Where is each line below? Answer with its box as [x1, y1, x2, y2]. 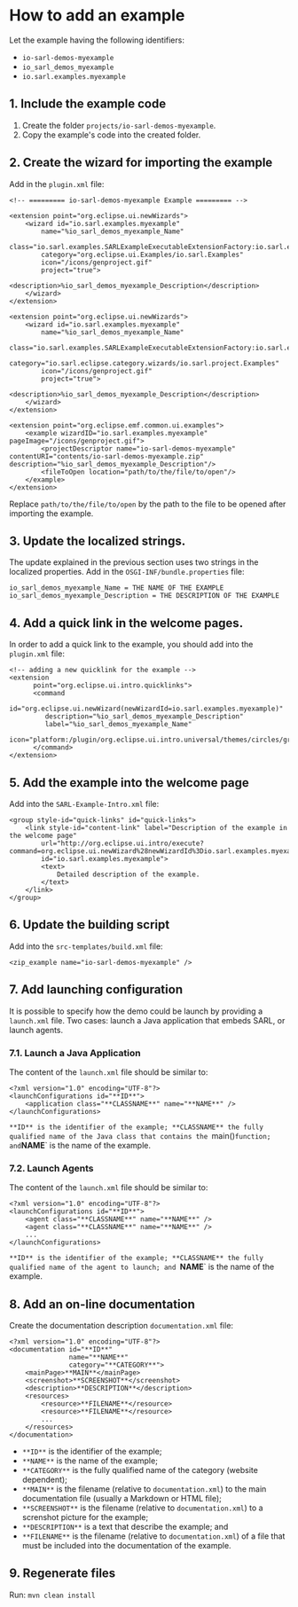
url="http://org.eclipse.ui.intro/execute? [41, 839, 204, 848]
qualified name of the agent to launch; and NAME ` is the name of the [9, 1261, 275, 1273]
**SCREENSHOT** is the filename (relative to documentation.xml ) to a [21, 1502, 263, 1513]
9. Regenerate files [9, 1566, 116, 1581]
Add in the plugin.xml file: [9, 178, 105, 189]
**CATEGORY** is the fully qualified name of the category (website [21, 1465, 259, 1476]
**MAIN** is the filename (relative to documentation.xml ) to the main [21, 1484, 267, 1494]
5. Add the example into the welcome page [9, 775, 250, 790]
